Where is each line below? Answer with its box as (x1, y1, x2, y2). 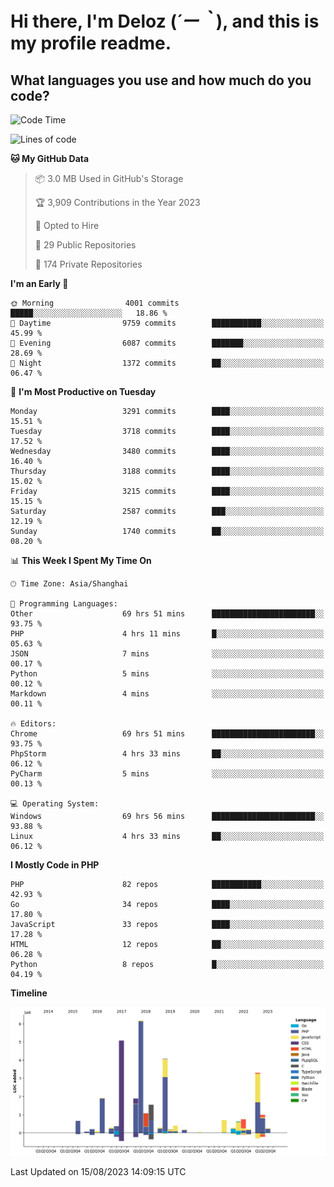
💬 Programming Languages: (10, 599, 118, 609)
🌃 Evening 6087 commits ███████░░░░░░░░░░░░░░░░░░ (10, 338, 325, 348)
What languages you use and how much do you (10, 72, 312, 89)
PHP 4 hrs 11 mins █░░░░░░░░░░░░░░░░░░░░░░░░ (10, 629, 325, 639)
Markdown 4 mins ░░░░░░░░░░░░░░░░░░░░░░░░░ (10, 689, 325, 699)
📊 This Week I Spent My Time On (10, 555, 152, 566)
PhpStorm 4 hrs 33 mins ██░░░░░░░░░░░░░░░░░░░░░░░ (10, 749, 325, 759)
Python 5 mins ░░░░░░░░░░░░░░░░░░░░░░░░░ (10, 669, 325, 679)
